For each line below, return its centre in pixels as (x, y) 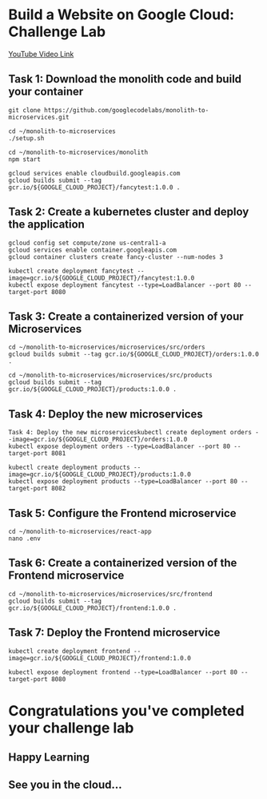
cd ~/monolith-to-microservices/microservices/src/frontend (111, 594)
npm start (25, 159)
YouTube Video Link (41, 54)
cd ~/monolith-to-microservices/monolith (78, 152)
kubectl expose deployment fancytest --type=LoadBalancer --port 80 (125, 285)
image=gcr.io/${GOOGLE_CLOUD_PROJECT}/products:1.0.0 (100, 474)
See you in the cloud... (65, 784)
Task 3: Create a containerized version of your (126, 316)
